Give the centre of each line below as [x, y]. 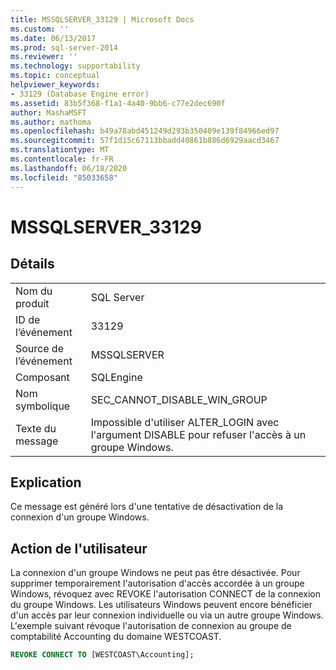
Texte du [36, 428]
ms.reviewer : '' [44, 57]
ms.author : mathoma [51, 122]
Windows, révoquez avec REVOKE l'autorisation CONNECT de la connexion [165, 594]
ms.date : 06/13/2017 [53, 38]
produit [32, 303]
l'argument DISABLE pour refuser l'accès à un [198, 434]
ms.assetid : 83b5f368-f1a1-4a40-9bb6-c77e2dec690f [118, 103]
